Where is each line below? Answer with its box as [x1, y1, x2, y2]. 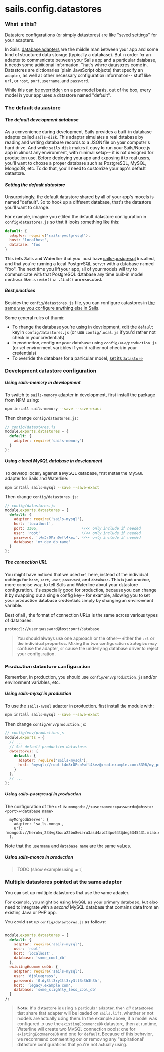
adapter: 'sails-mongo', [14, 821, 64, 826]
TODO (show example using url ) [17, 866, 83, 872]
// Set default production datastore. [9, 744, 89, 749]
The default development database [5, 117, 79, 123]
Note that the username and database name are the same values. [5, 843, 132, 849]
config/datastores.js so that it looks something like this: [5, 219, 120, 225]
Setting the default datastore [5, 182, 65, 188]
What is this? [5, 21, 37, 28]
